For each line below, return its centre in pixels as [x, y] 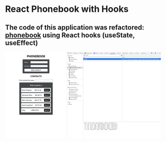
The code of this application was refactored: [75, 27]
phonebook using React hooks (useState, [70, 35]
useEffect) [21, 43]
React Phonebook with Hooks [67, 9]
